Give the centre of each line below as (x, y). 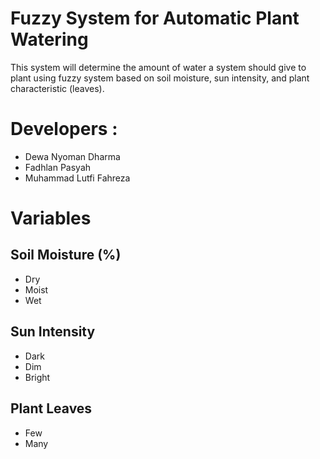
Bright (37, 377)
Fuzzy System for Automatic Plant (155, 18)
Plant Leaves (51, 408)
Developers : (64, 129)
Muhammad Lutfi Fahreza (77, 178)
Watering (49, 39)
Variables (51, 218)
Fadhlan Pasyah (58, 167)
